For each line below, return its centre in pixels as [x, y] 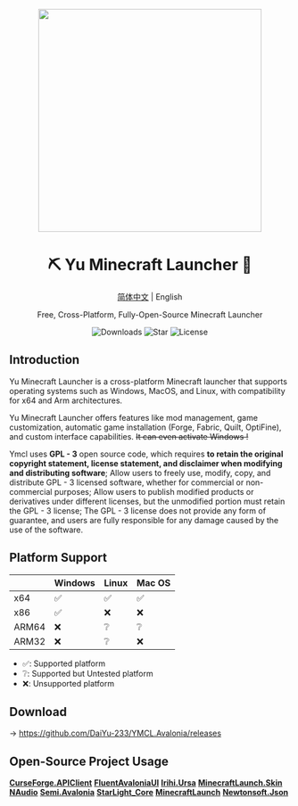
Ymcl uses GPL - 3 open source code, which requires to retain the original [146, 454]
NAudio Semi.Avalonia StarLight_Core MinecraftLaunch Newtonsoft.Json [149, 793]
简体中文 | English [150, 296]
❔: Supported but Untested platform [87, 673]
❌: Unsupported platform [68, 683]
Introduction [45, 360]
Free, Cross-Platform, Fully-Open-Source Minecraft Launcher [150, 314]
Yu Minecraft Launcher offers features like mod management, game [134, 417]
